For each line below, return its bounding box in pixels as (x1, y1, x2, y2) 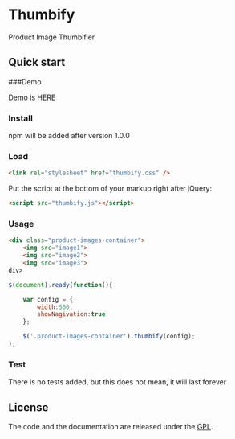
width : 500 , (37, 303, 74, 311)
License (8, 400, 49, 414)
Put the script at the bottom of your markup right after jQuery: (8, 183, 213, 194)
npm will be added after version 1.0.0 (8, 131, 131, 141)
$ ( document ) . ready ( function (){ (8, 281, 113, 289)
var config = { (22, 295, 74, 303)
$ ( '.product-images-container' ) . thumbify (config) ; (22, 332, 196, 341)
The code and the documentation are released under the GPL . (8, 422, 213, 431)
